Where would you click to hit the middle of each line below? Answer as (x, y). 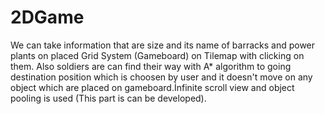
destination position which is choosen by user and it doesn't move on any (161, 77)
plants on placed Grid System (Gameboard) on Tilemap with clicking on (157, 55)
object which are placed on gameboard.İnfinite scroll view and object (152, 87)
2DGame (47, 17)
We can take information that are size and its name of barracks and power (163, 45)
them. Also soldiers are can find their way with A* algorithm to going (151, 66)
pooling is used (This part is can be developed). (108, 98)
